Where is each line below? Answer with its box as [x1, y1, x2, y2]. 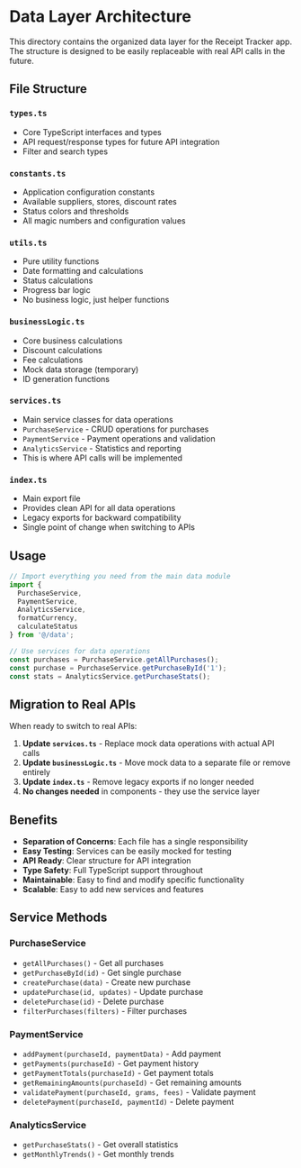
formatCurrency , [17, 614, 78, 623]
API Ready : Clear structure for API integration [22, 855, 191, 866]
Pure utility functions [22, 256, 100, 267]
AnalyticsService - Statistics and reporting [22, 443, 181, 453]
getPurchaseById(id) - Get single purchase [22, 967, 181, 978]
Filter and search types [22, 146, 109, 157]
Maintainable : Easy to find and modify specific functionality [22, 874, 244, 885]
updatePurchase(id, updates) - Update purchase [22, 986, 204, 997]
